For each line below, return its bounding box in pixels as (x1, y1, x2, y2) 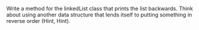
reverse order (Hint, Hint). (6, 18, 71, 24)
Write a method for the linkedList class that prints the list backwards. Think (6, 5, 193, 12)
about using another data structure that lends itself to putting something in (6, 11, 192, 18)
